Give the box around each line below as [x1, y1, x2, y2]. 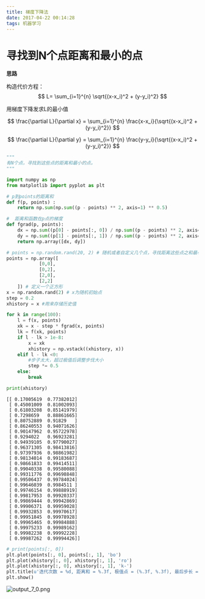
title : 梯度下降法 [6, 9, 49, 15]
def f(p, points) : [6, 199, 56, 205]
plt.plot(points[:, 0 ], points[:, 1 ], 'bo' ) [6, 551, 121, 558]
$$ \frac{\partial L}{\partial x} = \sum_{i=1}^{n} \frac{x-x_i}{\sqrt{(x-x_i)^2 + [7, 117, 198, 125]
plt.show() [6, 575, 34, 581]
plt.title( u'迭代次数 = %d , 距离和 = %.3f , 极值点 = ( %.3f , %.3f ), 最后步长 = [6, 569, 198, 575]
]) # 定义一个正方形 [17, 284, 63, 290]
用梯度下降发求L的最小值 [6, 105, 68, 113]
